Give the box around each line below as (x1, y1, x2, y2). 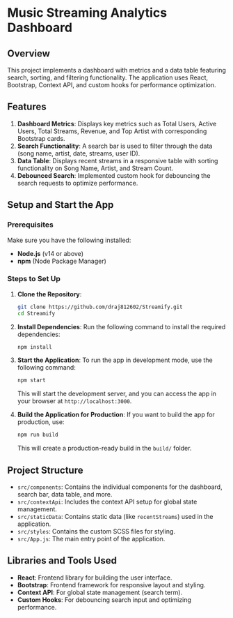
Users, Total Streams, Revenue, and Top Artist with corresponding (17, 127, 207, 135)
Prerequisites (7, 220, 54, 229)
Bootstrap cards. (17, 134, 65, 142)
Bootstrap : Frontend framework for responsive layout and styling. (17, 580, 206, 589)
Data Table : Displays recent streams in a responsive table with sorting (17, 156, 218, 165)
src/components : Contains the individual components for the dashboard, (17, 483, 223, 491)
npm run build (17, 431, 58, 439)
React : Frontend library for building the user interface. (17, 573, 172, 582)
